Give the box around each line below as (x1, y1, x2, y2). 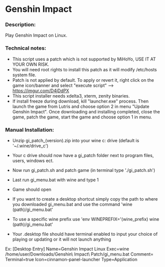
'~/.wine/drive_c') (12, 143, 49, 149)
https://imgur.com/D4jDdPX (12, 88, 70, 94)
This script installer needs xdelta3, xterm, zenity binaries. (12, 93, 130, 99)
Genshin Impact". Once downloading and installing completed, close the (12, 108, 160, 114)
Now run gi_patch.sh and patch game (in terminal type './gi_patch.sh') (12, 167, 156, 173)
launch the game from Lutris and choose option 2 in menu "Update (12, 103, 150, 109)
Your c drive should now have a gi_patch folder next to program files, (12, 153, 154, 159)
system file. (12, 72, 36, 78)
